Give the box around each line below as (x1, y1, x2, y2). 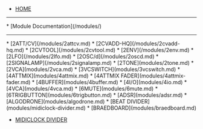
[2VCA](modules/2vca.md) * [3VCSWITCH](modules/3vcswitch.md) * (6, 66, 180, 73)
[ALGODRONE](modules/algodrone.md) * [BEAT (6, 98, 126, 105)
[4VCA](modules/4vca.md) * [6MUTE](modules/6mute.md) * (6, 85, 158, 92)
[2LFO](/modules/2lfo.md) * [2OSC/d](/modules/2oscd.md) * (6, 53, 159, 60)
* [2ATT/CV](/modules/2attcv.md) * (6, 40, 95, 47)
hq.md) (6, 47, 24, 53)
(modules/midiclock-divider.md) (6, 104, 86, 111)
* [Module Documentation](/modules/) (6, 22, 101, 30)
